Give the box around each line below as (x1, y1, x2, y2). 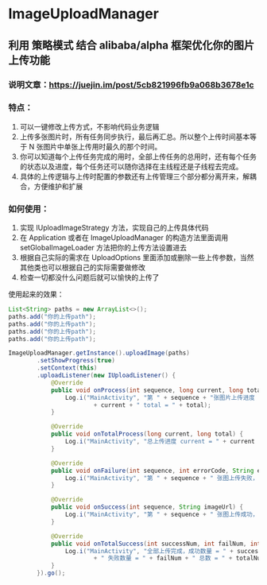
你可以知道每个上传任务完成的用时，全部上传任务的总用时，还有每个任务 (19, 152, 257, 161)
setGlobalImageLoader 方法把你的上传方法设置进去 (19, 243, 188, 253)
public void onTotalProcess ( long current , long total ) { (50, 430, 244, 438)
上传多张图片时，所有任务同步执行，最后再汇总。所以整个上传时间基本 (19, 132, 250, 141)
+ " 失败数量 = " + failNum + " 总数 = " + (93, 554, 233, 563)
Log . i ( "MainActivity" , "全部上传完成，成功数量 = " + (64, 547, 234, 555)
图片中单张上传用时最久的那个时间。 (43, 141, 162, 151)
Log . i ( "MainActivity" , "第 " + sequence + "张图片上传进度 (64, 393, 256, 401)
